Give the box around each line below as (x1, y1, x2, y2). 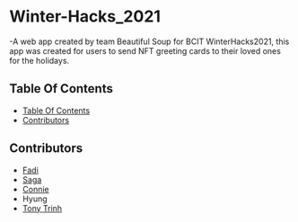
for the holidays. (9, 55, 70, 66)
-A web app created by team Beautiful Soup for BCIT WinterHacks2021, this (9, 36, 290, 47)
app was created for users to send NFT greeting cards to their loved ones (9, 45, 281, 56)
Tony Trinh (22, 202, 63, 213)
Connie (22, 183, 49, 194)
